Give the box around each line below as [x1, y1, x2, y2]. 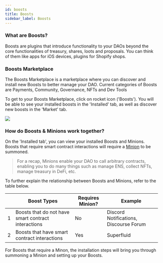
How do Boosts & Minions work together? [5, 127, 105, 134]
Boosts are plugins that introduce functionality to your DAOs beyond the [5, 43, 149, 49]
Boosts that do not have [15, 209, 69, 216]
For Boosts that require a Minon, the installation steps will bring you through [5, 248, 156, 253]
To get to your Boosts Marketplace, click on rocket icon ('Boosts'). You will [5, 96, 154, 102]
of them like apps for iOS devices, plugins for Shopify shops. [5, 53, 126, 59]
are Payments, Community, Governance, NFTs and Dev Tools [5, 87, 127, 93]
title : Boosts [5, 12, 34, 16]
